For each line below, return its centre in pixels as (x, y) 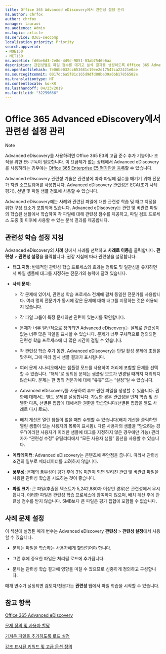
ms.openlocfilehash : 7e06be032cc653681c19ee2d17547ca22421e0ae (72, 70)
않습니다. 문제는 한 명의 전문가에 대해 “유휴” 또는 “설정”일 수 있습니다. (87, 380)
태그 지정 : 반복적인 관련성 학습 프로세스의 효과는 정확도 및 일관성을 (76, 267)
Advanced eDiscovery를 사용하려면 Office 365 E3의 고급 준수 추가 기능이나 (79, 156)
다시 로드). (39, 409)
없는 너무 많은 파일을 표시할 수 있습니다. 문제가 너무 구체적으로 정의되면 (88, 334)
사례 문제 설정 (25, 518)
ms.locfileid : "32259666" (32, 93)
